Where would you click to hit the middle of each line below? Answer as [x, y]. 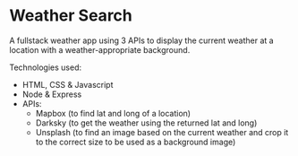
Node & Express [52, 94]
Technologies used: [46, 67]
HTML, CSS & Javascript [68, 84]
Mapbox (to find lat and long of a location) [113, 113]
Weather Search [71, 16]
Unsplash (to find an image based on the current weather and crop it [162, 132]
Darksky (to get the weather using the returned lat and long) [146, 123]
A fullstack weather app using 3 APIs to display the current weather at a [142, 40]
